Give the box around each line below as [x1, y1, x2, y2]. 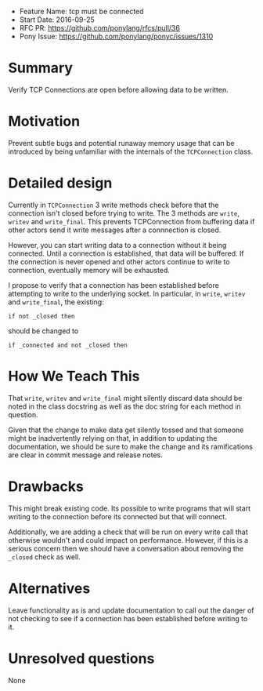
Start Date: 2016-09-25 [19, 15, 95, 24]
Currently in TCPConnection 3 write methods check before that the [8, 200, 219, 209]
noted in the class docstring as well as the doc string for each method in [8, 402, 241, 411]
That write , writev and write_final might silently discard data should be [8, 393, 243, 402]
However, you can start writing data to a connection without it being [8, 240, 227, 249]
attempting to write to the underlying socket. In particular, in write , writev [8, 289, 246, 298]
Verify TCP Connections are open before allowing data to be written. [8, 85, 229, 94]
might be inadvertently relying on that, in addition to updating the [8, 433, 218, 442]
